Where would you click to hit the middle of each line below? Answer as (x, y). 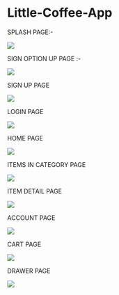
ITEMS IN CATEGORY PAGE (47, 164)
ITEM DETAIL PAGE (35, 191)
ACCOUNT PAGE (31, 218)
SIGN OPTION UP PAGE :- (44, 58)
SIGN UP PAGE (29, 85)
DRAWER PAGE (29, 271)
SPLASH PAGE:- (30, 32)
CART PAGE (24, 244)
